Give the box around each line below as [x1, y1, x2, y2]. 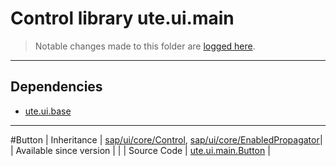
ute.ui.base [24, 105, 72, 117]
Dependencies [10, 78, 103, 96]
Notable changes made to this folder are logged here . [34, 40, 256, 52]
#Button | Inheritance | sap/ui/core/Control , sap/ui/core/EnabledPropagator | [10, 133, 323, 146]
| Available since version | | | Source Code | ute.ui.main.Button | [10, 144, 271, 156]
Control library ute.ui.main [10, 7, 235, 30]
